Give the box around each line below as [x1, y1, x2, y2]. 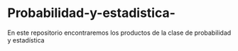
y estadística [7, 35, 45, 44]
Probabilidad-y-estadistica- [7, 5, 175, 21]
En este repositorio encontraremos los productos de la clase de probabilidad [7, 28, 232, 37]
